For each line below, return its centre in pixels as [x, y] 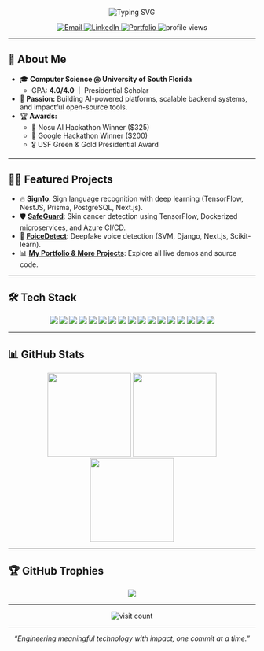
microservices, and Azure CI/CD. [72, 227]
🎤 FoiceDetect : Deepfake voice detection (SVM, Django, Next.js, [124, 235]
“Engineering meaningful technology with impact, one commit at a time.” [132, 638]
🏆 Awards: [38, 116]
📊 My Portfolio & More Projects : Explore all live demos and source [128, 253]
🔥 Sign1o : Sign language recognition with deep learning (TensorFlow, [131, 198]
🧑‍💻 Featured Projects [61, 180]
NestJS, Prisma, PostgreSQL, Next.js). [81, 207]
